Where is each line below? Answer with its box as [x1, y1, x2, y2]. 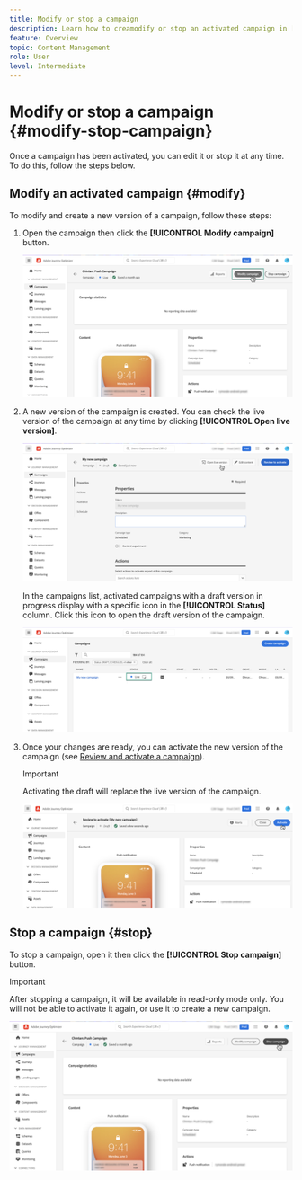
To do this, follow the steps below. [9, 160, 136, 171]
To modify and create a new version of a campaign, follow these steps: [9, 209, 272, 220]
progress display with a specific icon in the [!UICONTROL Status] [22, 599, 266, 610]
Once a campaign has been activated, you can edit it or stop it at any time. [9, 150, 285, 161]
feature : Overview [9, 33, 78, 42]
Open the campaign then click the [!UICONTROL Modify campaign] [22, 227, 275, 238]
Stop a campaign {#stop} [9, 926, 153, 941]
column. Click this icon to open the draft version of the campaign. [22, 609, 265, 620]
